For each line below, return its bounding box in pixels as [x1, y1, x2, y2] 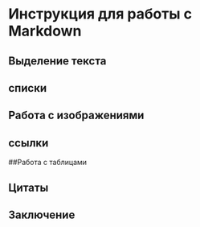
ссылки [8, 136, 49, 150]
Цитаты [8, 180, 49, 194]
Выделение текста [8, 54, 107, 68]
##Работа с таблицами [8, 158, 87, 167]
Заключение [8, 208, 76, 221]
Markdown [8, 22, 82, 40]
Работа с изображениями [8, 109, 145, 122]
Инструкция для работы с [8, 5, 193, 23]
